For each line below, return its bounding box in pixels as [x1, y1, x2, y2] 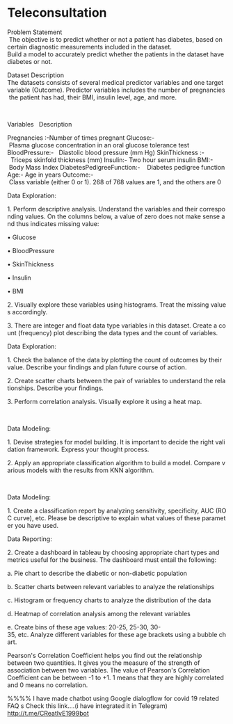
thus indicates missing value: [16, 219, 99, 227]
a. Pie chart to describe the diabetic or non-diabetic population [7, 569, 188, 577]
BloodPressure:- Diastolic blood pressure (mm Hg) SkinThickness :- [7, 148, 205, 156]
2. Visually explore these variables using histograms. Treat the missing [7, 300, 209, 309]
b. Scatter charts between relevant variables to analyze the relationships [7, 582, 215, 590]
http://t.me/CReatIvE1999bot [7, 709, 89, 717]
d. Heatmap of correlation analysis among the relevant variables [7, 609, 191, 618]
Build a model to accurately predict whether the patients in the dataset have [7, 50, 225, 58]
